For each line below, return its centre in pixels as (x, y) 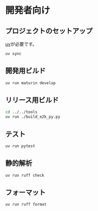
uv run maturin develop (31, 83)
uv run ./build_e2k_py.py (33, 117)
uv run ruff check (25, 175)
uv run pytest (20, 146)
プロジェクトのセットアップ (49, 31)
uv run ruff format (26, 204)
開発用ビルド (26, 71)
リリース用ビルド (32, 100)
